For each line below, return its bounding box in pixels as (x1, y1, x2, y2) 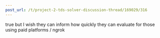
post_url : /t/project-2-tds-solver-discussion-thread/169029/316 (5, 7, 147, 13)
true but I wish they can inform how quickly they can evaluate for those (5, 21, 155, 27)
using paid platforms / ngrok (5, 26, 65, 33)
